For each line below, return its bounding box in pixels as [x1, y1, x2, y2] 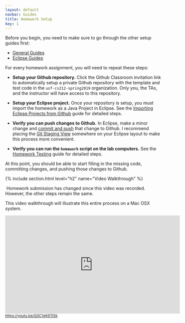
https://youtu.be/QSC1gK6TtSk [5, 314, 58, 319]
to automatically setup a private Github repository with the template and [12, 80, 160, 86]
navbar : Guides [5, 12, 37, 17]
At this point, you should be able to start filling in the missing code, [5, 161, 142, 167]
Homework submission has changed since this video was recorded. [6, 185, 146, 191]
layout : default [5, 7, 39, 12]
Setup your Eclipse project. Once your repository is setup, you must [12, 100, 154, 106]
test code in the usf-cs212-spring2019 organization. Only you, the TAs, [12, 85, 158, 91]
